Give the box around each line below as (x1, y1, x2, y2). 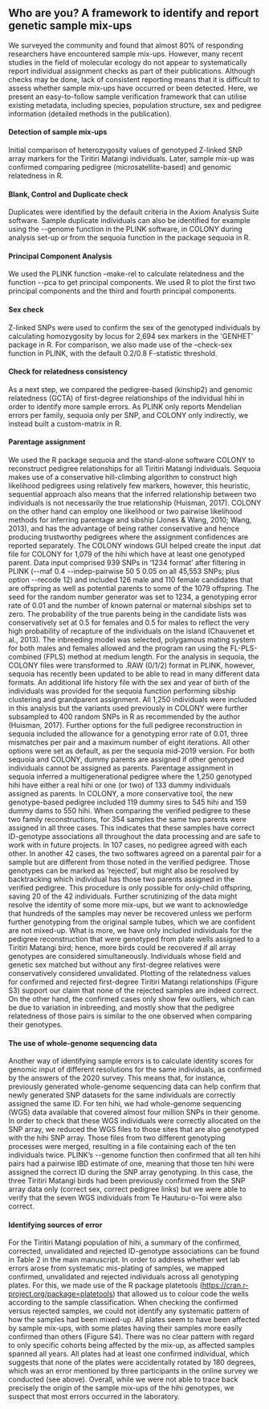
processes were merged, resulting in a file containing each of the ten (8, 1142, 237, 1151)
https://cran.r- (202, 1280, 249, 1291)
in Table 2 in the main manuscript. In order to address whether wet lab (8, 1255, 241, 1265)
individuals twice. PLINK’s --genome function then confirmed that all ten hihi (8, 1151, 261, 1160)
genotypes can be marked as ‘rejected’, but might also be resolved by (8, 866, 239, 876)
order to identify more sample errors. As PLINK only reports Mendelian (8, 402, 243, 411)
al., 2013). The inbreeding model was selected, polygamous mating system (8, 635, 256, 645)
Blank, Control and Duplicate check (8, 189, 128, 199)
